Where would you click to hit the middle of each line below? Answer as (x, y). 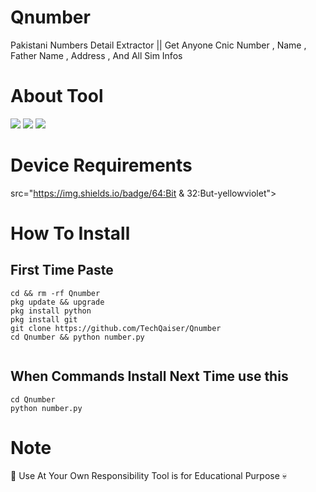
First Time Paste (62, 270)
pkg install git (44, 319)
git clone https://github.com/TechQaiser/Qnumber (116, 328)
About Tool (57, 96)
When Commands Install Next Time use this (149, 376)
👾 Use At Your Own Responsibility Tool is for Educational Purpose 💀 (149, 475)
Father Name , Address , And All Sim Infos (96, 55)
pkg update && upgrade (57, 302)
